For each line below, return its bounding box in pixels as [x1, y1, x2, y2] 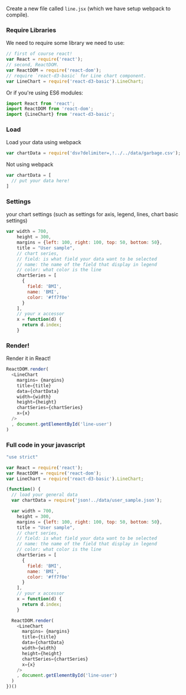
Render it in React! [6, 355, 51, 362]
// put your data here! [11, 178, 70, 184]
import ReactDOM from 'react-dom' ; [6, 106, 94, 112]
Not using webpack [6, 161, 54, 168]
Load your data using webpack [6, 139, 81, 146]
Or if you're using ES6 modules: [6, 89, 84, 96]
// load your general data [11, 492, 78, 498]
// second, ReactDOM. [6, 62, 60, 68]
